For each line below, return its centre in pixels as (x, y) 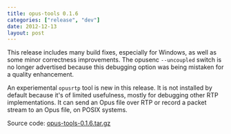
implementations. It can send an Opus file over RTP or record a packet (107, 103)
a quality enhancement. (41, 75)
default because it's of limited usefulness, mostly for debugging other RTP (113, 95)
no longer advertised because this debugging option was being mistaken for (115, 67)
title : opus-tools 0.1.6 (43, 13)
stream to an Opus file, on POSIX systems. (67, 110)
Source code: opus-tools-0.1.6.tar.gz (59, 123)
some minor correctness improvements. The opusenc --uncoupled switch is (114, 60)
